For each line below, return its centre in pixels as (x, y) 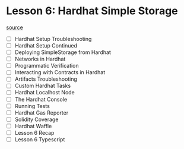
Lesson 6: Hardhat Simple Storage (92, 11)
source (15, 27)
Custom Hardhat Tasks (43, 86)
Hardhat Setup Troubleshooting (53, 39)
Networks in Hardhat (40, 59)
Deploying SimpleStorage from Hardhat (63, 52)
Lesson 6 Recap (34, 132)
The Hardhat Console (41, 99)
